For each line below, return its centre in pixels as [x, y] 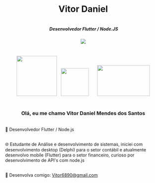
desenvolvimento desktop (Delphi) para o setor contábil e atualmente [76, 149]
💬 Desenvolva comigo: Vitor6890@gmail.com [52, 175]
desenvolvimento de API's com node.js [45, 160]
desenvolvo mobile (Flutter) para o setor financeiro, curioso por [70, 155]
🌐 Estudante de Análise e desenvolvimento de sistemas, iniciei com [74, 144]
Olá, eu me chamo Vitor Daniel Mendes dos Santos [83, 113]
